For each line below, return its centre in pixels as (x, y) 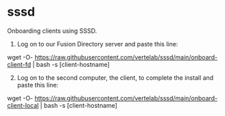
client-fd (19, 64)
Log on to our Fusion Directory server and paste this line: (97, 44)
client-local (23, 105)
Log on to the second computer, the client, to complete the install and (115, 77)
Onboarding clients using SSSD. (52, 31)
